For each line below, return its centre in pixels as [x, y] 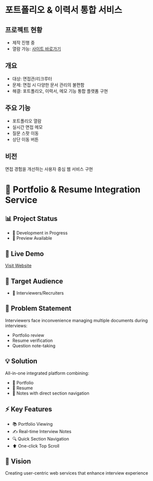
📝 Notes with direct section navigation [51, 393]
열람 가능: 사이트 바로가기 [37, 49]
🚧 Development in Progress [40, 233]
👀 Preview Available [32, 238]
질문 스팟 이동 [25, 133]
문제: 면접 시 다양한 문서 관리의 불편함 [48, 85]
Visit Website [18, 266]
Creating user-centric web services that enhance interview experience [77, 473]
